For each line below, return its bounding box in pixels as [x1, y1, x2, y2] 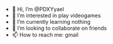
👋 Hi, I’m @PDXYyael [11, 6, 65, 12]
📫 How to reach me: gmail [11, 32, 79, 38]
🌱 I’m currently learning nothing [11, 18, 91, 25]
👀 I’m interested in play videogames [11, 12, 101, 19]
